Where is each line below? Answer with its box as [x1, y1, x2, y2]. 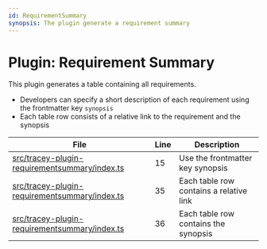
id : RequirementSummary [8, 11, 87, 20]
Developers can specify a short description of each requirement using [19, 95, 250, 104]
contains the [178, 218, 226, 229]
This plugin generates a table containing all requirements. [8, 80, 196, 89]
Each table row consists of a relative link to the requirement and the [19, 112, 241, 122]
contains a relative [178, 185, 248, 196]
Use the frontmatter [178, 153, 253, 164]
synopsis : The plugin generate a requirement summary [8, 19, 191, 27]
